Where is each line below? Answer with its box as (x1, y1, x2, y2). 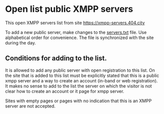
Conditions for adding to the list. (5, 54, 107, 63)
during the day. (5, 39, 36, 45)
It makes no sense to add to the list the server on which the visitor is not (5, 83, 152, 89)
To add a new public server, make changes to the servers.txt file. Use (5, 29, 147, 35)
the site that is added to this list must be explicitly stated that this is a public (5, 73, 160, 78)
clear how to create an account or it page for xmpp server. (5, 88, 124, 94)
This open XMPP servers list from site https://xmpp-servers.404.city (5, 20, 145, 26)
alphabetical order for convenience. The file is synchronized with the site (5, 35, 154, 40)
